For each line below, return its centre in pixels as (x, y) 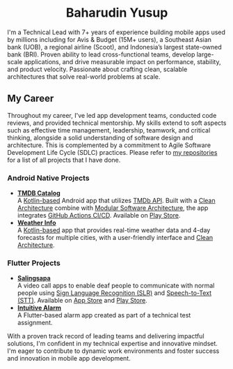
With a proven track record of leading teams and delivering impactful (106, 336)
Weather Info (37, 223)
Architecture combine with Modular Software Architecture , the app (113, 208)
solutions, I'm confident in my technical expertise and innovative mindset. (112, 344)
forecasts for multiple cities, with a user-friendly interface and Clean (115, 238)
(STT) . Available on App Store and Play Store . (82, 301)
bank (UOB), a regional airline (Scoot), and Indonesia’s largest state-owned (115, 47)
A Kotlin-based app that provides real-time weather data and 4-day (114, 230)
